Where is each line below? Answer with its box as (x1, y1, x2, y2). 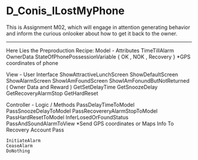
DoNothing (6, 148, 31, 154)
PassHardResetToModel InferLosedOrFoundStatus (6, 113, 128, 120)
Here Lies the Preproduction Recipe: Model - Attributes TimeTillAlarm (6, 47, 174, 54)
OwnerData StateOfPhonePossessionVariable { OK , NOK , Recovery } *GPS (6, 53, 191, 60)
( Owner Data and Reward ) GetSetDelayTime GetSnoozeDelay (6, 83, 158, 90)
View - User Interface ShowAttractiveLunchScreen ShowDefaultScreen (6, 71, 179, 78)
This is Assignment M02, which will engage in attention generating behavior (6, 24, 190, 31)
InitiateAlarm (6, 138, 41, 143)
